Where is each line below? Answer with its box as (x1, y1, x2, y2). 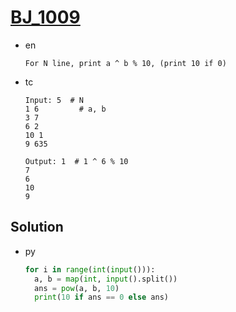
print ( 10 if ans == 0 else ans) (34, 292, 169, 303)
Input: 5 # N (24, 95, 84, 105)
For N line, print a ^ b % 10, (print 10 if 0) (24, 58, 227, 68)
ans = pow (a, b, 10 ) (34, 283, 120, 293)
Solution (10, 219, 64, 236)
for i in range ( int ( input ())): (24, 264, 156, 275)
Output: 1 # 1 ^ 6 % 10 (24, 156, 129, 166)
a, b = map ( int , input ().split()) (34, 274, 178, 284)
